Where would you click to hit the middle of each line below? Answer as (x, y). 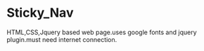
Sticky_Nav (40, 13)
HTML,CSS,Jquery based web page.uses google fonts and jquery (102, 32)
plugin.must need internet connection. (62, 39)
